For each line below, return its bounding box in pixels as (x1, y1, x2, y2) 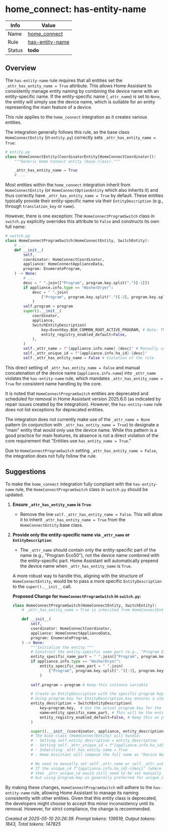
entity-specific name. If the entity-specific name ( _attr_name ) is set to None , (5, 93, 161, 99)
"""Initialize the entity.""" (31, 645, 94, 650)
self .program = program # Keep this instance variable (31, 682, 148, 687)
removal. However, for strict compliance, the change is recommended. (5, 806, 151, 812)
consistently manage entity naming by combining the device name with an (5, 88, 159, 94)
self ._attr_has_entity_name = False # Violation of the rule (23, 355, 154, 360)
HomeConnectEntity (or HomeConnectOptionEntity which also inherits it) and (5, 187, 158, 193)
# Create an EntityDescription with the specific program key (31, 691, 164, 697)
